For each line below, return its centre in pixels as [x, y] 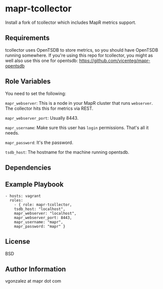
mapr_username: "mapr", [39, 222]
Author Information [36, 269]
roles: [16, 200]
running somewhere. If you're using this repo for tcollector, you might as [79, 55]
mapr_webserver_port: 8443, [43, 217]
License [18, 242]
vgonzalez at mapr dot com [33, 281]
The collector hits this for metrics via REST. [49, 108]
